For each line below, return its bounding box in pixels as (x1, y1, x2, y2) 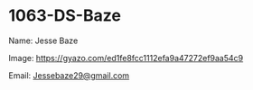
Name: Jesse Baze (8, 35, 79, 46)
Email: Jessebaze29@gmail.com (8, 69, 130, 81)
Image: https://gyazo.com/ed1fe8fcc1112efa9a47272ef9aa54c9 (8, 52, 244, 63)
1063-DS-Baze (8, 5, 121, 26)
